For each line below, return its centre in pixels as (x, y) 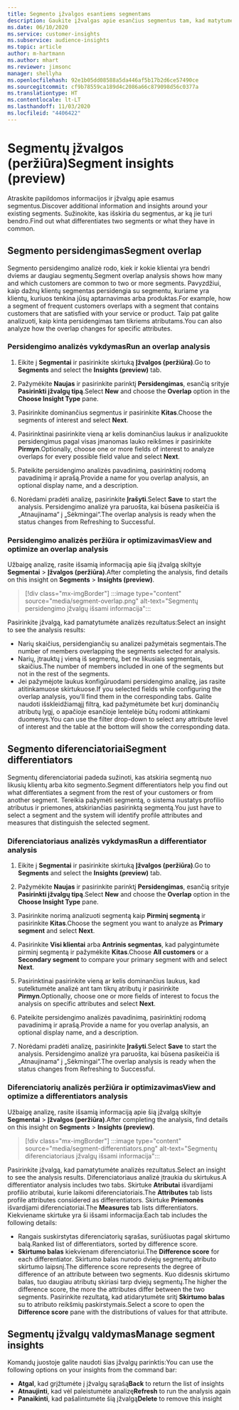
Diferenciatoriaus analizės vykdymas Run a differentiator (107, 841)
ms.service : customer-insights (54, 34)
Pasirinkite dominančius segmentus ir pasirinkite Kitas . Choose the (115, 412)
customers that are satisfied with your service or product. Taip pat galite (113, 313)
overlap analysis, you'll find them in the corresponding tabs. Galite (115, 697)
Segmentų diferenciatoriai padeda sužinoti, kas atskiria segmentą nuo (110, 777)
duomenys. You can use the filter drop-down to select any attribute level (123, 720)
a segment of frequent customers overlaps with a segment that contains (113, 306)
